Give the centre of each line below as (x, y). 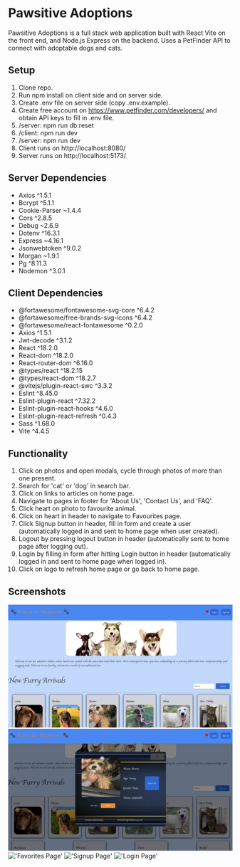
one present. (37, 478)
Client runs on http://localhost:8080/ (72, 148)
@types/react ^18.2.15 (50, 371)
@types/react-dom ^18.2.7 (57, 378)
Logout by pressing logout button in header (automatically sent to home (124, 539)
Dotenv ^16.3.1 (39, 233)
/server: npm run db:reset (56, 125)
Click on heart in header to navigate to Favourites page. (100, 516)
